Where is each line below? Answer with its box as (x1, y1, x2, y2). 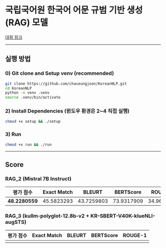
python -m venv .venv (5, 90, 50, 96)
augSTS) (5, 219, 27, 226)
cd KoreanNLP (5, 86, 32, 91)
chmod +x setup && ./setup (5, 119, 61, 124)
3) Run (5, 131, 21, 138)
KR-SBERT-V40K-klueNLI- (90, 212, 156, 219)
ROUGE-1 (123, 232, 147, 239)
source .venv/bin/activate (5, 95, 61, 100)
